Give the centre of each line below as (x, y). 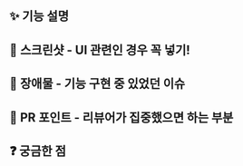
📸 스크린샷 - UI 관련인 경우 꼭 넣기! (100, 49)
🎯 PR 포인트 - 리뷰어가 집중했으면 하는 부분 (121, 117)
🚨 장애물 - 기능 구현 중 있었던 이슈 (97, 84)
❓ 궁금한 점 (38, 151)
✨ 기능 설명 (39, 16)
